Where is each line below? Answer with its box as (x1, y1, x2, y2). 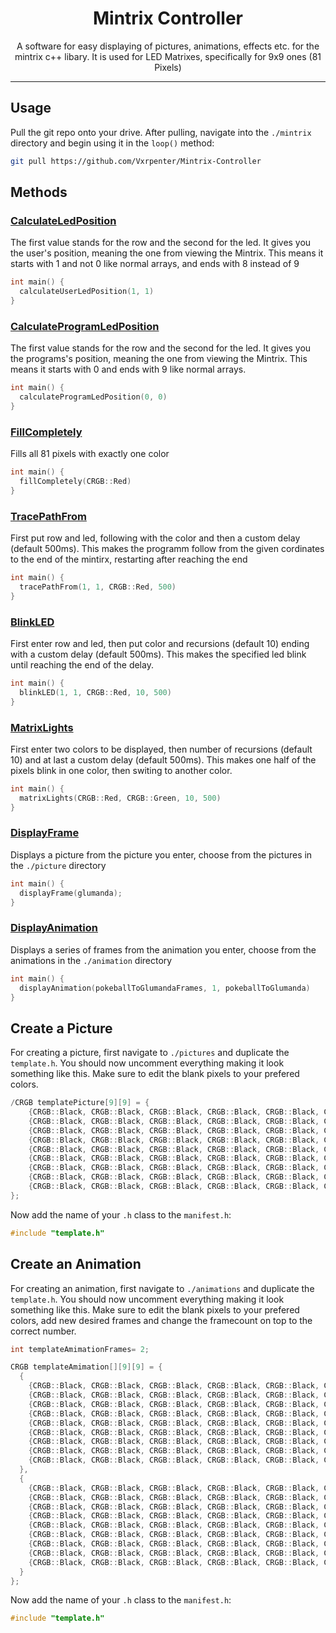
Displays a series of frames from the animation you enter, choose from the (10, 943, 317, 956)
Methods (10, 184, 68, 201)
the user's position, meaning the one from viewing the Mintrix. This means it (10, 247, 324, 259)
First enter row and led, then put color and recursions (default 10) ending (10, 638, 310, 649)
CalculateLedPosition (10, 213, 117, 227)
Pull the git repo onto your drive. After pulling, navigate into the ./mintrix (10, 126, 312, 138)
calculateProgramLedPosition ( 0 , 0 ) (19, 392, 168, 402)
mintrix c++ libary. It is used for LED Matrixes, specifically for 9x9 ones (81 (14, 50, 322, 62)
